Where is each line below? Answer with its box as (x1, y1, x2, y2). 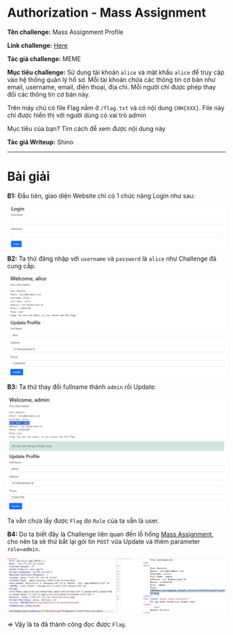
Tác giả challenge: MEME (7, 54, 81, 63)
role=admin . (7, 544, 40, 553)
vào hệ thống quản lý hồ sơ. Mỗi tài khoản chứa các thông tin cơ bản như (7, 75, 216, 84)
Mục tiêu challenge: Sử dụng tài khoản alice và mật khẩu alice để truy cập (7, 68, 225, 76)
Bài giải (7, 168, 51, 184)
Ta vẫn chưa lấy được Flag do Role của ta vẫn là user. (7, 516, 159, 525)
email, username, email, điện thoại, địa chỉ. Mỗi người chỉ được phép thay (7, 82, 216, 91)
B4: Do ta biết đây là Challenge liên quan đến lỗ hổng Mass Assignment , (7, 530, 214, 538)
